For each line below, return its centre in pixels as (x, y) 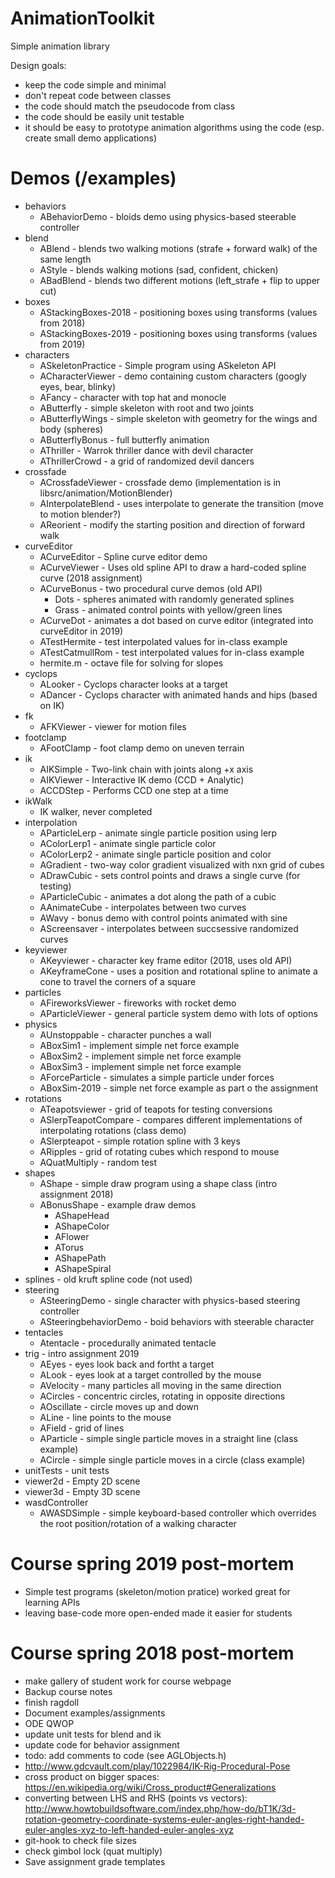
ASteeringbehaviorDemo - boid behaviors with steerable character (177, 1321)
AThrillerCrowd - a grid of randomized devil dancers (147, 461)
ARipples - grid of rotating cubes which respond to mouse (159, 1151)
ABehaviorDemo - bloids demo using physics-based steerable (168, 216)
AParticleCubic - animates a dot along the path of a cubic (158, 896)
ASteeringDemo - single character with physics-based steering (170, 1300)
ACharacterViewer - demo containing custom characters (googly (173, 376)
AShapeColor (82, 1226)
